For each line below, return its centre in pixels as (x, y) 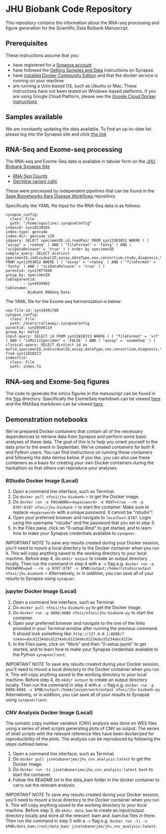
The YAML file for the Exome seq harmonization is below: (64, 301)
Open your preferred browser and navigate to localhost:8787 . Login (82, 518)
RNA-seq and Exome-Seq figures (58, 382)
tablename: (17, 288)
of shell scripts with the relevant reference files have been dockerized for (80, 734)
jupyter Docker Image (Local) (41, 591)
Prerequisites (27, 44)
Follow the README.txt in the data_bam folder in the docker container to (86, 780)
